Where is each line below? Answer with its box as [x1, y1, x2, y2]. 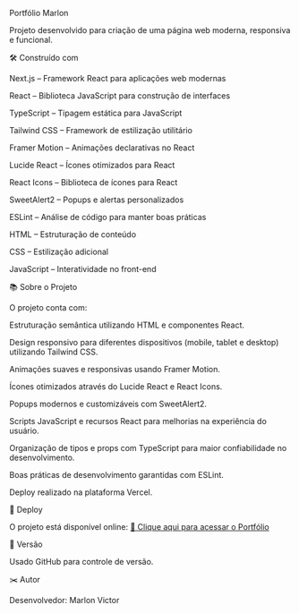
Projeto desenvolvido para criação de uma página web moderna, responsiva [9, 25, 291, 35]
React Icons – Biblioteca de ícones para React [9, 177, 178, 187]
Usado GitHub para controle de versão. [9, 557, 154, 566]
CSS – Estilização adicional [9, 246, 109, 257]
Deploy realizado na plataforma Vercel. [9, 487, 153, 498]
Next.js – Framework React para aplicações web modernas [9, 73, 226, 83]
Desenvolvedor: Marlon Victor [9, 595, 120, 605]
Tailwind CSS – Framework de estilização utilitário [9, 125, 192, 135]
